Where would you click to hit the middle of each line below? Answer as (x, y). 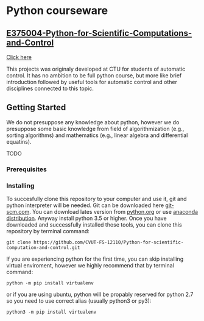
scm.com (18, 212)
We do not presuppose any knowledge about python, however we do (93, 122)
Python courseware (57, 11)
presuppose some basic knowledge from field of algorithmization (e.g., (95, 129)
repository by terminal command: (48, 231)
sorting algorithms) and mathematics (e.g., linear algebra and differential (97, 135)
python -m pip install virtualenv (50, 283)
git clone (19, 242)
